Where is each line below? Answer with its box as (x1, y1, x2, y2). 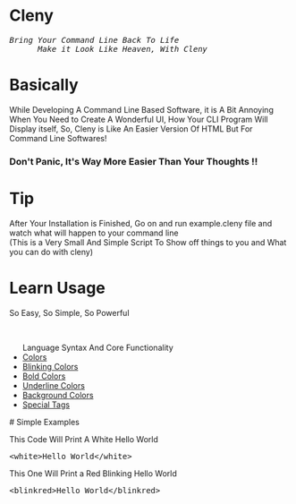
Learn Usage (9, 278, 106, 298)
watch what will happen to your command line (9, 227, 179, 238)
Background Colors (21, 389, 94, 400)
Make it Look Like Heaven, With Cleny (37, 44, 208, 54)
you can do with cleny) (9, 246, 94, 257)
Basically (9, 75, 79, 95)
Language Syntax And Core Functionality (21, 342, 174, 353)
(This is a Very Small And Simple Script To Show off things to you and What (9, 236, 287, 247)
